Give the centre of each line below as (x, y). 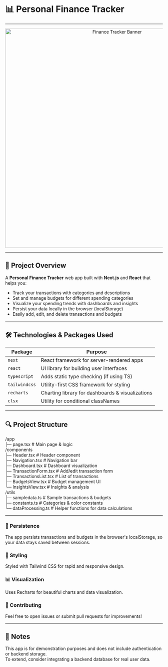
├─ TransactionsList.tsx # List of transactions (52, 477)
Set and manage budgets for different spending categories (73, 298)
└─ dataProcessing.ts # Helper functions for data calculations (69, 508)
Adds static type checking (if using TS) (86, 376)
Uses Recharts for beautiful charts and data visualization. (64, 592)
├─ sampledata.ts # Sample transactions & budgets (58, 498)
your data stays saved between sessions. (48, 542)
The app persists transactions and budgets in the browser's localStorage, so (84, 537)
